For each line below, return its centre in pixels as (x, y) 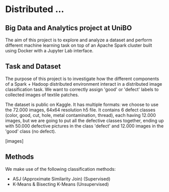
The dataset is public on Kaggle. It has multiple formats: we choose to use (82, 104)
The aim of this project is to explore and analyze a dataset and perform (79, 40)
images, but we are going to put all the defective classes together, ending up (85, 120)
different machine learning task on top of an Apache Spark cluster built (79, 45)
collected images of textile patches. (42, 95)
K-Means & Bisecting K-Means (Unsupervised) (61, 184)
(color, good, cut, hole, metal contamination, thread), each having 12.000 (80, 115)
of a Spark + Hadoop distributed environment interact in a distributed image (84, 84)
